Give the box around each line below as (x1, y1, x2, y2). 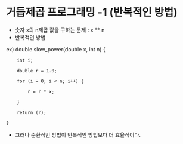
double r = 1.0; (17, 68, 58, 73)
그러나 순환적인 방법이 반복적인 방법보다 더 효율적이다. (14, 131, 141, 138)
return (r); (17, 109, 46, 115)
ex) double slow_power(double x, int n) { (6, 45, 106, 53)
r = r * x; (27, 88, 55, 94)
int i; (17, 57, 33, 63)
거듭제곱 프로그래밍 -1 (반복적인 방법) (6, 5, 178, 19)
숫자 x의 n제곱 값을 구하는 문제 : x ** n (14, 26, 105, 33)
